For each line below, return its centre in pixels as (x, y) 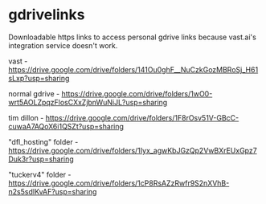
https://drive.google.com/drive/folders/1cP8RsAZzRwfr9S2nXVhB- (119, 183)
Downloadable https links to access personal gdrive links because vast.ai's (133, 37)
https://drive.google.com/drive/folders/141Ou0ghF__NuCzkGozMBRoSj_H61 (133, 69)
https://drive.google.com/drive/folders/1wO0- (137, 93)
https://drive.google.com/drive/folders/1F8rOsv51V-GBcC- (142, 117)
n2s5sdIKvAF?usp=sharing (53, 191)
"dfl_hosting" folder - (43, 141)
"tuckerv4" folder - (40, 174)
